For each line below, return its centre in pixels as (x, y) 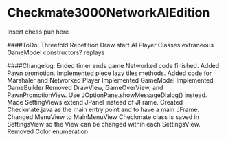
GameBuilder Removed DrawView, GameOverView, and (85, 87)
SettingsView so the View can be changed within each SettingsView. (104, 124)
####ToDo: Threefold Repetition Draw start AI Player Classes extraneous (111, 45)
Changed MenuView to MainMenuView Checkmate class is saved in (103, 117)
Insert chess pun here (38, 32)
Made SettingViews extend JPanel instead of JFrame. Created (95, 102)
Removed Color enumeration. (49, 131)
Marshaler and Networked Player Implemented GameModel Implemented (111, 80)
